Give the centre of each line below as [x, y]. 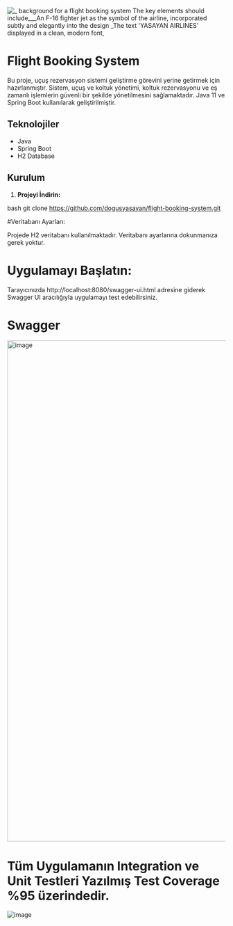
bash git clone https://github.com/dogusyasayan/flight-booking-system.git [114, 208]
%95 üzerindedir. [58, 896]
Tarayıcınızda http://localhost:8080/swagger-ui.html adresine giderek [106, 289]
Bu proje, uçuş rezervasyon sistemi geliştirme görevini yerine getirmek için [114, 80]
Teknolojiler [33, 124]
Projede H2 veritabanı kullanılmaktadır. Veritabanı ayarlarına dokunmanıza [113, 235]
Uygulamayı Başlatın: [70, 270]
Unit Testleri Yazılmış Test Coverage [113, 881]
